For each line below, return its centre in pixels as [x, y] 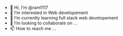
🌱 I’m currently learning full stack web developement [64, 18]
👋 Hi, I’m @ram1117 [29, 8]
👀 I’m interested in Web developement [49, 13]
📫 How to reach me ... [33, 28]
